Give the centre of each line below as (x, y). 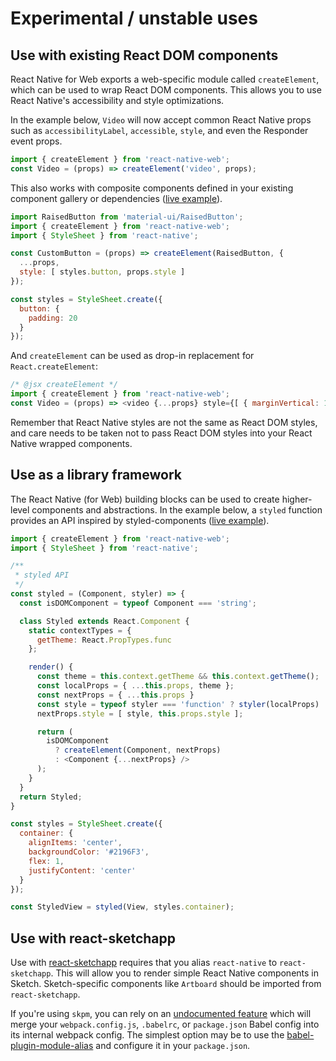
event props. (36, 141)
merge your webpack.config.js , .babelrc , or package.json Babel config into (165, 1024)
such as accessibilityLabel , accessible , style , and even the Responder (159, 130)
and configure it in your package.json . (173, 1046)
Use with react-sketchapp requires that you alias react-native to (144, 963)
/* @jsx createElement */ (64, 385)
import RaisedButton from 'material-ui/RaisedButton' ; (127, 217)
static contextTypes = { (80, 630)
